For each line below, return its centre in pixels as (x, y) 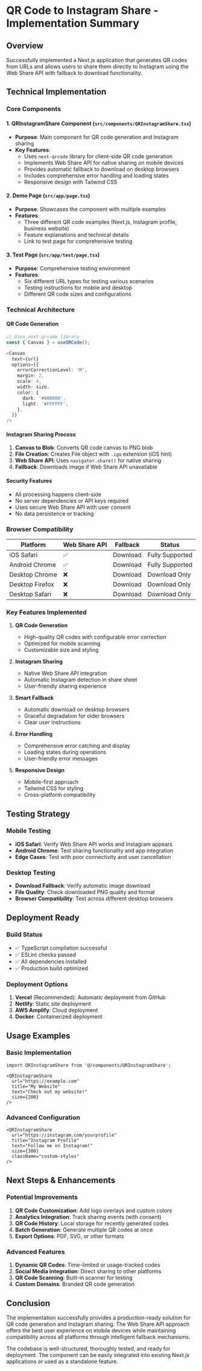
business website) (46, 228)
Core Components (34, 109)
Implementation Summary (73, 23)
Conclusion (28, 1303)
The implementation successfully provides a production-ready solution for (99, 1317)
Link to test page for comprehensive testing (78, 241)
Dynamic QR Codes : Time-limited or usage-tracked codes (88, 1265)
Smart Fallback (34, 698)
